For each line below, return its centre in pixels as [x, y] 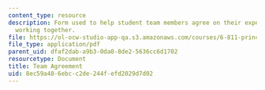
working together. [46, 30]
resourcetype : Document [47, 59]
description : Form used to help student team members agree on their [125, 23]
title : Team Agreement [45, 67]
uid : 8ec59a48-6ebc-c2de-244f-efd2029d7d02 [81, 74]
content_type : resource [47, 15]
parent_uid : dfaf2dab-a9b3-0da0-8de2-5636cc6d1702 [93, 52]
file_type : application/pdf [54, 45]
